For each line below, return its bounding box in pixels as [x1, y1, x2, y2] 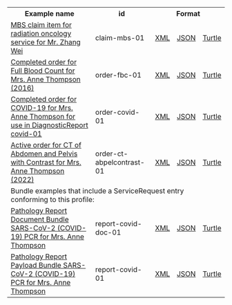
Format [175, 9, 200, 18]
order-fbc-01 [95, 71, 142, 80]
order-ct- [95, 149, 128, 158]
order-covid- [95, 107, 140, 117]
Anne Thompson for [10, 112, 76, 121]
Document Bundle [10, 214, 69, 224]
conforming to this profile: [10, 195, 95, 204]
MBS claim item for [10, 20, 72, 30]
